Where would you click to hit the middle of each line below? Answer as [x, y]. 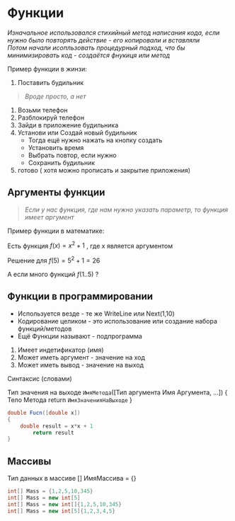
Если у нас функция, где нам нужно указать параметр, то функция [126, 210]
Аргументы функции [56, 193]
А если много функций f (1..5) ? [53, 275]
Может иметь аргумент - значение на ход [81, 357]
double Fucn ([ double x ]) [44, 413]
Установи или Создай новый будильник [77, 132]
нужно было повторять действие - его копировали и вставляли [104, 40]
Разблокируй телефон [51, 118]
